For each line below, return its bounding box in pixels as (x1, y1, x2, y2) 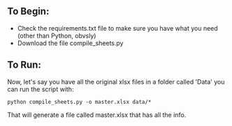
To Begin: (7, 6, 50, 17)
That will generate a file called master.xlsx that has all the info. (7, 111, 187, 119)
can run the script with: (7, 85, 74, 93)
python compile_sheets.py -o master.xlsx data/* (7, 98, 152, 105)
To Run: (7, 59, 42, 71)
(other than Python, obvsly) (17, 31, 96, 40)
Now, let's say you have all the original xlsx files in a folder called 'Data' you (7, 77, 225, 86)
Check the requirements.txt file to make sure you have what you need (17, 24, 218, 32)
